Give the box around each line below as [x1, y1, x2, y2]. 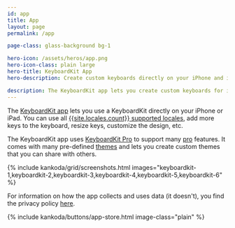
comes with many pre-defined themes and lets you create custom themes [7, 142, 220, 150]
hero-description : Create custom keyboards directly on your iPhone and [7, 74, 224, 81]
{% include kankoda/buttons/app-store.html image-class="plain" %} [7, 213, 205, 221]
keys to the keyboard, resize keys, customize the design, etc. [7, 121, 183, 129]
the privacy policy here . [7, 199, 76, 207]
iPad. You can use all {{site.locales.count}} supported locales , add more [7, 113, 215, 122]
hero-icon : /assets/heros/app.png [7, 55, 108, 62]
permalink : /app [7, 29, 55, 37]
